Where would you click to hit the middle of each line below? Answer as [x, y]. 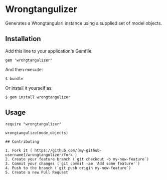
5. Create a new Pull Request [37, 172]
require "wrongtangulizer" [33, 124]
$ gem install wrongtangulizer [38, 97]
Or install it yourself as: [29, 88]
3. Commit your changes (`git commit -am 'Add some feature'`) [73, 163]
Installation [23, 39]
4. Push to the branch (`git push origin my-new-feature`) [68, 168]
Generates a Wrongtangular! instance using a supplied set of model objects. [84, 23]
